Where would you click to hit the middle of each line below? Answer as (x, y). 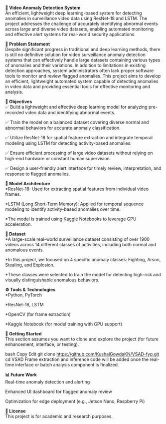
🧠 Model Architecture (28, 183)
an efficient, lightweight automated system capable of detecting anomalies (82, 81)
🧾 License (15, 411)
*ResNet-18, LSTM (24, 305)
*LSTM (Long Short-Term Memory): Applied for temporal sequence (75, 204)
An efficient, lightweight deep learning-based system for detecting (74, 13)
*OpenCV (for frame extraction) (38, 314)
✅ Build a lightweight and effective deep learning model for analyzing (77, 107)
